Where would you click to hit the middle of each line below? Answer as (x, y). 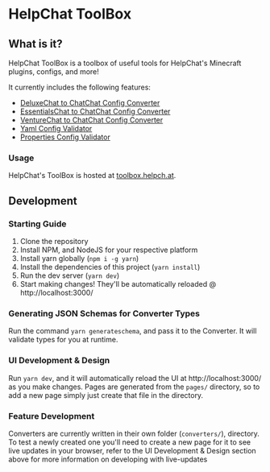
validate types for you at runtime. (63, 340)
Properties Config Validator (65, 137)
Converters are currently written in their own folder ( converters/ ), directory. (134, 433)
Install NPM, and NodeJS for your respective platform (109, 250)
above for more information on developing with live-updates (108, 459)
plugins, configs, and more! (54, 72)
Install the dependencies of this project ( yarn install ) (110, 267)
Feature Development (52, 416)
